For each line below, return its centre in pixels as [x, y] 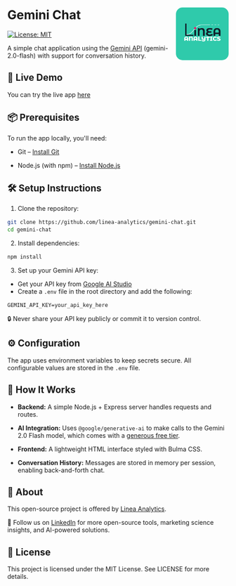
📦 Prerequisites [44, 118]
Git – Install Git [38, 152]
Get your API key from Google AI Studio [74, 284]
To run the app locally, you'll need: [57, 138]
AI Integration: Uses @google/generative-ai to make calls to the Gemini [121, 428]
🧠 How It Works [41, 390]
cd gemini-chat [29, 230]
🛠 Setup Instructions [54, 188]
